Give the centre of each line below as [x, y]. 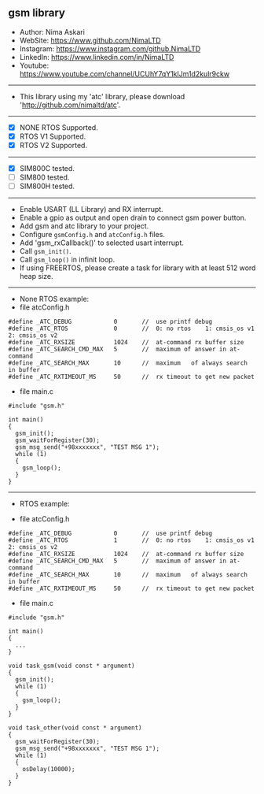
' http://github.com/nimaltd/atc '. [70, 105]
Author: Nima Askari [52, 32]
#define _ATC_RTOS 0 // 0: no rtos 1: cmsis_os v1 [132, 329]
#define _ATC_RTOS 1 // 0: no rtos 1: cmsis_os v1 [132, 540]
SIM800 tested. [44, 177]
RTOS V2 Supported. [53, 145]
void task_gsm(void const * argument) [71, 666]
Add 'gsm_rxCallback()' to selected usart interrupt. [102, 243]
